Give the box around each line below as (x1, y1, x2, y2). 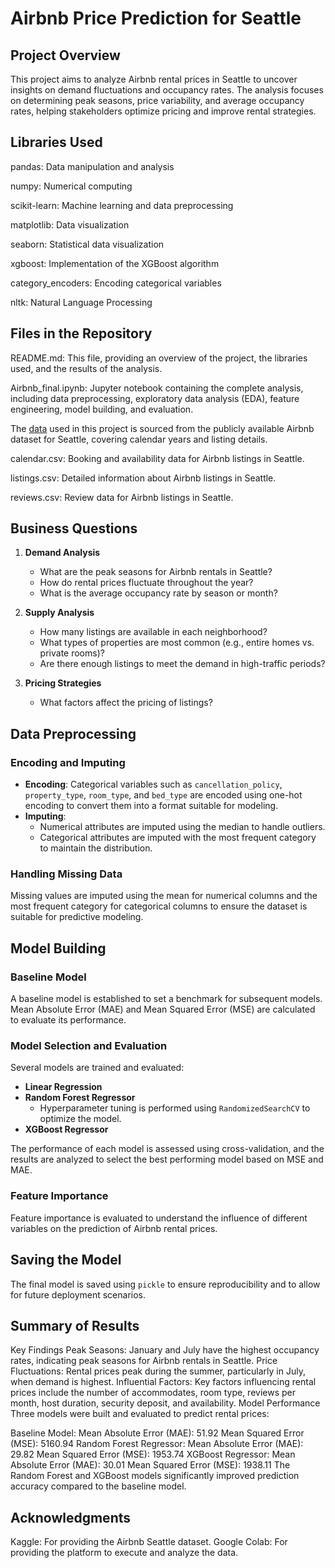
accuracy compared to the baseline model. (10, 1480, 187, 1492)
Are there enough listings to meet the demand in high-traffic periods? (39, 658, 326, 670)
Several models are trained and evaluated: (10, 1062, 185, 1074)
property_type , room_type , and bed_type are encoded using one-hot (24, 789, 303, 801)
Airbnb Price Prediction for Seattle (10, 7, 302, 30)
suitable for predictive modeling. (10, 911, 144, 923)
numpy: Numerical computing (10, 180, 133, 192)
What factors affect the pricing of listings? (39, 697, 213, 709)
